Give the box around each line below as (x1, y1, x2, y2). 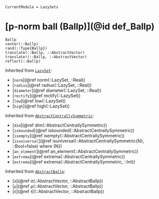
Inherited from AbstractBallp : (5, 168, 66, 174)
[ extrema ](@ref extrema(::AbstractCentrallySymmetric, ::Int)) (12, 159, 135, 165)
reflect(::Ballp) (5, 59, 41, 64)
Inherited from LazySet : (5, 67, 52, 73)
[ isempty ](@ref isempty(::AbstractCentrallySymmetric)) (12, 133, 125, 138)
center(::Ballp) (5, 41, 39, 46)
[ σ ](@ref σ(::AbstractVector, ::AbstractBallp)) (12, 178, 103, 184)
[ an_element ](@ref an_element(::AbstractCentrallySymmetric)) (12, 148, 139, 154)
